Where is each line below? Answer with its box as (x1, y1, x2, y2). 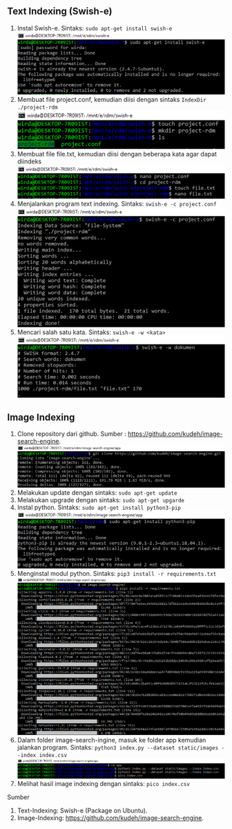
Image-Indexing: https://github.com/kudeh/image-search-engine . (17, 813, 204, 822)
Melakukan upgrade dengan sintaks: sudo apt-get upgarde (17, 496, 185, 504)
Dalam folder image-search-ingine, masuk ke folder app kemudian (17, 736, 206, 744)
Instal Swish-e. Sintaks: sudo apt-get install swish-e (17, 24, 173, 32)
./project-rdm (17, 104, 58, 111)
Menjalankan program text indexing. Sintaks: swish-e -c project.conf (17, 200, 217, 208)
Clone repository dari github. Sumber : (17, 430, 126, 438)
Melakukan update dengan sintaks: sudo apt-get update (17, 489, 177, 497)
